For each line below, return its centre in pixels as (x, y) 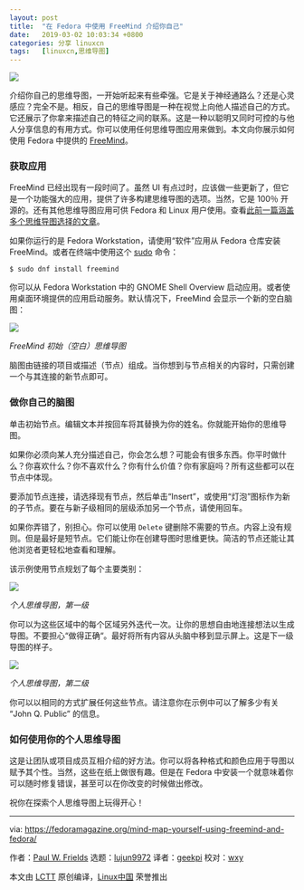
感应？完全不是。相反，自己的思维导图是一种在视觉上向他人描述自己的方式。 (152, 107)
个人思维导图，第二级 (49, 683)
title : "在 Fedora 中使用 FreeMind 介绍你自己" (96, 26)
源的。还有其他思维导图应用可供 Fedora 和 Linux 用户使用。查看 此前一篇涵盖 (152, 210)
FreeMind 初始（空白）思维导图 (68, 346)
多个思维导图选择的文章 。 (57, 222)
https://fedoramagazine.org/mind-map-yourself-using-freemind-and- (155, 829)
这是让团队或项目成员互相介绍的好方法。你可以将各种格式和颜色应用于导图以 (152, 761)
